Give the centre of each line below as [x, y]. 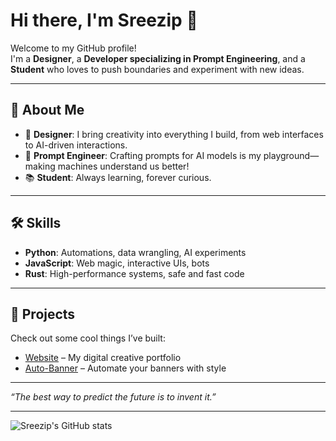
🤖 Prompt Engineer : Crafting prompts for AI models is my [143, 155]
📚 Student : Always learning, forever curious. [118, 177]
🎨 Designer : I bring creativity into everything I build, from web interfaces [174, 134]
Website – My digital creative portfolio [103, 358]
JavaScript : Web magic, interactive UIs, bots [117, 263]
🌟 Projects [43, 314]
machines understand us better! [123, 166]
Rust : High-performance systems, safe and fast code [134, 273]
